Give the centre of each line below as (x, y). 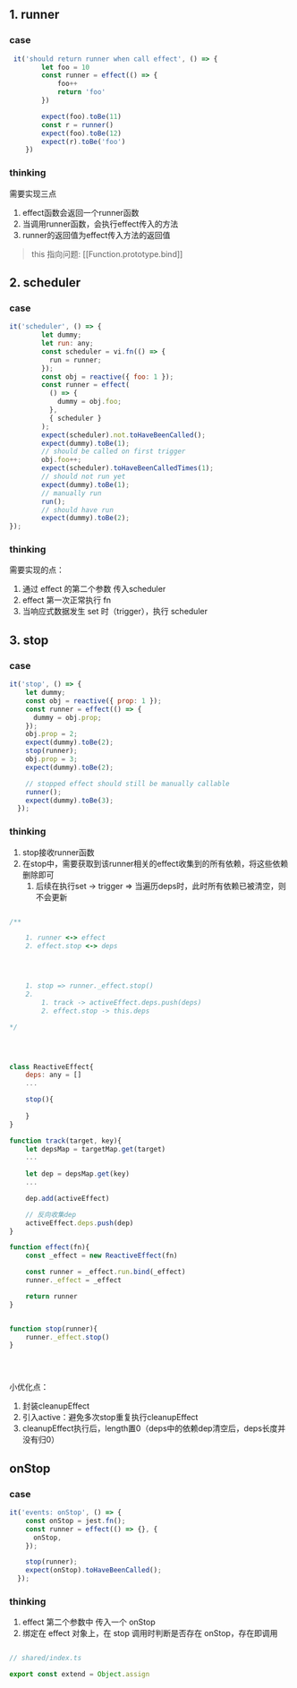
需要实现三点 (33, 193)
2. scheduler (45, 283)
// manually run (72, 493)
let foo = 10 (66, 67)
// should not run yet (84, 477)
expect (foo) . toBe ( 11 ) (82, 116)
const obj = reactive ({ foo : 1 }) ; (108, 377)
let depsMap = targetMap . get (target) (96, 1149)
